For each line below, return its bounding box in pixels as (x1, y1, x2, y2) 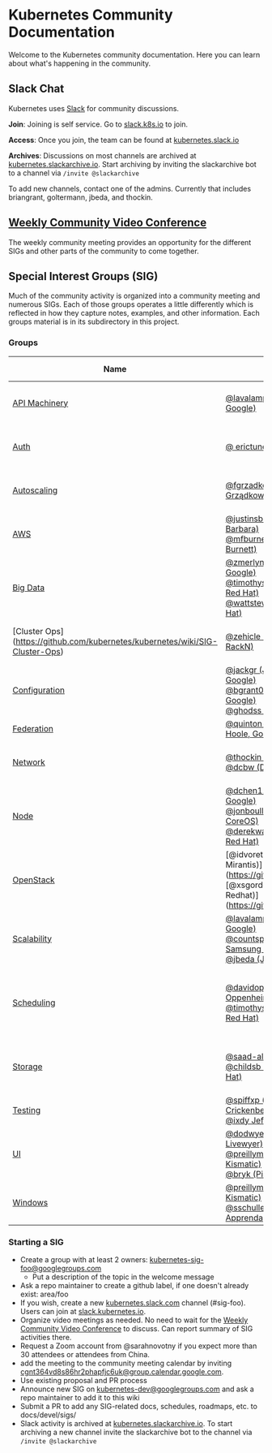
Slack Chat (8, 82, 65, 96)
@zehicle (225, 631, 261, 642)
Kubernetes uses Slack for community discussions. (8, 103, 180, 113)
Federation (12, 722, 54, 734)
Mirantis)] (225, 859, 263, 870)
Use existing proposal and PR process (19, 1375, 147, 1385)
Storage (12, 1061, 43, 1072)
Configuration (12, 684, 65, 696)
